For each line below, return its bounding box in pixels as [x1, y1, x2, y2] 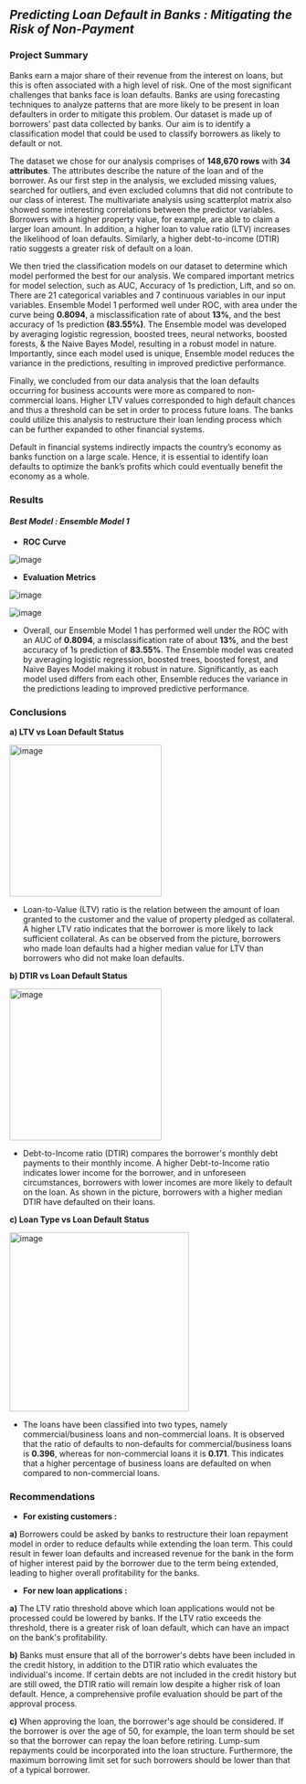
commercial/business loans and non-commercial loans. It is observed [22, 1429, 285, 1440]
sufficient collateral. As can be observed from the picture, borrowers [22, 934, 281, 945]
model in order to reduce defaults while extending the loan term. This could [9, 1538, 293, 1549]
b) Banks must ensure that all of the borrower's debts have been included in [9, 1650, 295, 1661]
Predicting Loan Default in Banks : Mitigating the [9, 7, 292, 23]
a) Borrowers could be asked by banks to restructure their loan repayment [9, 1529, 289, 1540]
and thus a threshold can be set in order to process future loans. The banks [9, 404, 294, 415]
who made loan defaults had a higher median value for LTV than [22, 943, 264, 954]
